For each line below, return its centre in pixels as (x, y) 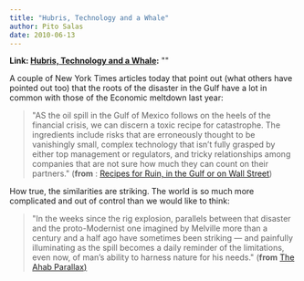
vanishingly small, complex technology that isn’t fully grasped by (153, 145)
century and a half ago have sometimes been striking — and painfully (162, 238)
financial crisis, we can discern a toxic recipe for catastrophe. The (156, 125)
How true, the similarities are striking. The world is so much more (132, 192)
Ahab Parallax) (59, 267)
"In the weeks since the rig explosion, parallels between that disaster (161, 219)
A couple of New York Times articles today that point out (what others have (151, 78)
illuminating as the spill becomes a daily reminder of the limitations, (158, 248)
